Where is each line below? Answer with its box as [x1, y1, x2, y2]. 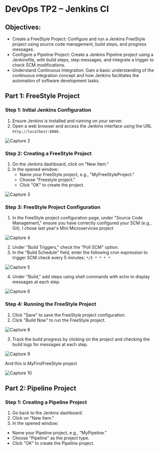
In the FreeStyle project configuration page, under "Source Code [12, 215, 143, 221]
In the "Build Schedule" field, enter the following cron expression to [12, 249, 148, 256]
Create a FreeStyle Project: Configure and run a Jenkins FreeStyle [12, 36, 145, 42]
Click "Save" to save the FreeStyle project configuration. [12, 312, 126, 318]
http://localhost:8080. [12, 129, 61, 134]
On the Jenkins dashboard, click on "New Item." [12, 161, 109, 167]
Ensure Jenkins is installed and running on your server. [12, 118, 123, 124]
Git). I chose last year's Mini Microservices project [12, 225, 114, 231]
